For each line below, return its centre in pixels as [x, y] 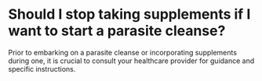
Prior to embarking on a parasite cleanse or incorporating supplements [123, 52]
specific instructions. [42, 69]
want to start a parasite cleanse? [117, 31]
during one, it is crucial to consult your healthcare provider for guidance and [131, 61]
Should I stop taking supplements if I [129, 14]
